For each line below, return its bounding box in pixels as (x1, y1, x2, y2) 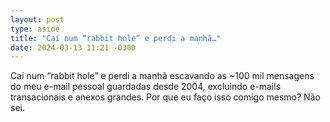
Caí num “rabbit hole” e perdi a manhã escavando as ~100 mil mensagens (10, 70, 315, 82)
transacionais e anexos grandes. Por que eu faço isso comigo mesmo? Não (10, 91, 321, 103)
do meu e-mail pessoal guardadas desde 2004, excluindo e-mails (10, 81, 282, 93)
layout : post (10, 14, 65, 25)
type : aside (10, 24, 60, 34)
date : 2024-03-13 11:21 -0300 (10, 42, 137, 53)
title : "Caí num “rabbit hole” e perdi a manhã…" (10, 33, 222, 43)
